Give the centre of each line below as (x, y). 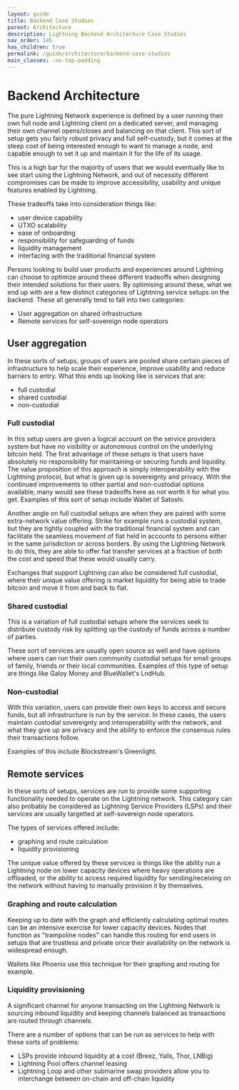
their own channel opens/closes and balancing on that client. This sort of (115, 131)
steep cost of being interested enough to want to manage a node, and (110, 146)
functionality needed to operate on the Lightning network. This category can (119, 799)
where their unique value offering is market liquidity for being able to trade (117, 580)
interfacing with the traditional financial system (86, 255)
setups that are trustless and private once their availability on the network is (119, 942)
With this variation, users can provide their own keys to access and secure (117, 708)
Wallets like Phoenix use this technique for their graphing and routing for (114, 964)
